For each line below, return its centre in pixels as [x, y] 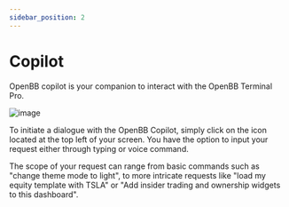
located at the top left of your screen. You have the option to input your [139, 139]
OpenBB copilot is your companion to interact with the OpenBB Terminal [141, 86]
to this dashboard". [44, 194]
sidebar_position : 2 [47, 17]
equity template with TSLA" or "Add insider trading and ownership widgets [145, 185]
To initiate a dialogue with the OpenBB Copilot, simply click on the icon [138, 130]
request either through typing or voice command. [99, 148]
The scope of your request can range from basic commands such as [134, 166]
